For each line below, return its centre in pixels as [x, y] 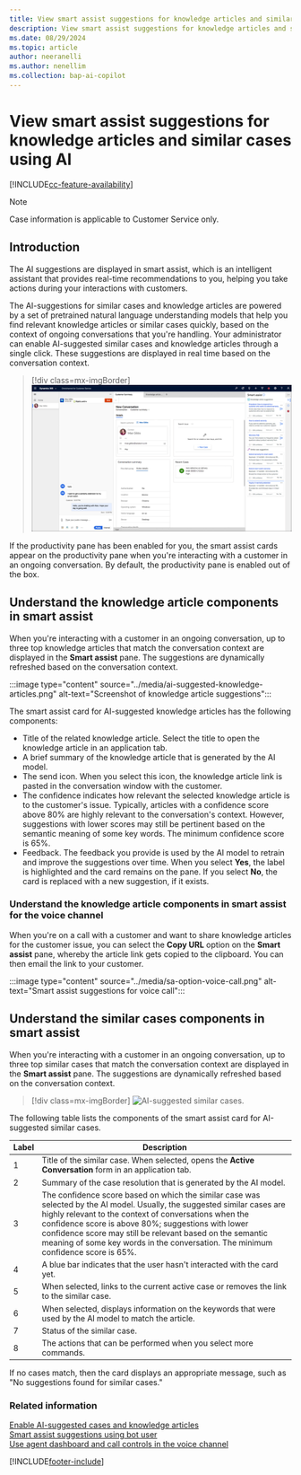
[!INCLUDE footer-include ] [57, 1461]
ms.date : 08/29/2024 [48, 38]
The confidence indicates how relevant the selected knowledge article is [156, 795]
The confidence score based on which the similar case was [151, 1195]
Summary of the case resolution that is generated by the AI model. [163, 1182]
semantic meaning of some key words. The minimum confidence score [153, 833]
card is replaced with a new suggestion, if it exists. [116, 881]
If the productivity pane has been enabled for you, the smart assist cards [144, 545]
